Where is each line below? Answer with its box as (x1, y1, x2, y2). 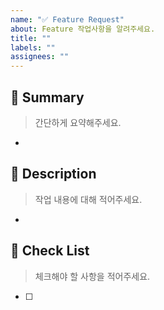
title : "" (10, 33, 52, 43)
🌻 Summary (10, 89, 85, 106)
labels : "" (10, 42, 56, 53)
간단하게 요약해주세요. (34, 116, 122, 128)
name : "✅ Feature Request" (10, 14, 125, 25)
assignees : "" (10, 52, 70, 62)
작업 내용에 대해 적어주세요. (34, 193, 143, 205)
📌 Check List (10, 242, 90, 260)
